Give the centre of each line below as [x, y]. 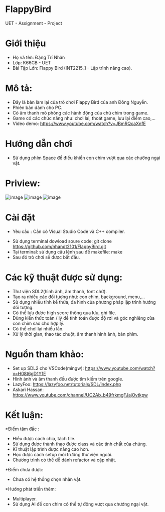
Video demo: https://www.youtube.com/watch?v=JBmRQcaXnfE [79, 123]
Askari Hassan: [28, 390]
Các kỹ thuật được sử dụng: [64, 277]
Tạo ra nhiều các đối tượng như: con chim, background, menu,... [79, 297]
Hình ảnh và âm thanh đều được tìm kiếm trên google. [68, 379]
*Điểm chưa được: [24, 470]
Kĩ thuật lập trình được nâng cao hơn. [51, 449]
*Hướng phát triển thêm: [31, 489]
